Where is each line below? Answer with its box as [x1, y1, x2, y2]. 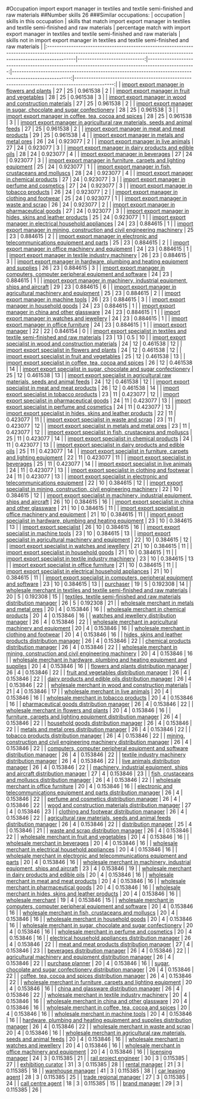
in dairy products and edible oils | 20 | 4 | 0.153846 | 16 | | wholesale [6, 871, 174, 878]
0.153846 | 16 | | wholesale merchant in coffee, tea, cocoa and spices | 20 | [6, 1004, 190, 1011]
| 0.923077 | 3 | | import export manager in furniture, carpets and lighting [6, 157, 186, 164]
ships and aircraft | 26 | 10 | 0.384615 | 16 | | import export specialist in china [6, 498, 194, 505]
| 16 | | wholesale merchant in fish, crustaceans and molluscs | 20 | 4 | [6, 909, 179, 916]
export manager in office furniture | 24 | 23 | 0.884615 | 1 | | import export [6, 321, 187, 328]
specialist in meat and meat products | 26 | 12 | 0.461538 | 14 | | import [6, 384, 180, 392]
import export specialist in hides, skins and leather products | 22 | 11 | [6, 410, 176, 417]
